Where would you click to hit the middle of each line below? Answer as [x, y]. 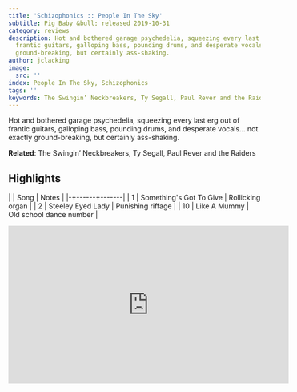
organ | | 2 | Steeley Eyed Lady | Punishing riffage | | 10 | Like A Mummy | [129, 206]
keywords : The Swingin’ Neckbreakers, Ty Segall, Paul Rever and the [127, 98]
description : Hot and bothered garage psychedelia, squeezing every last [134, 38]
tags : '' [23, 90]
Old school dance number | [53, 215]
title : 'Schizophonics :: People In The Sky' [85, 16]
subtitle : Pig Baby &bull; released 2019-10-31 [89, 23]
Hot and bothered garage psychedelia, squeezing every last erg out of [124, 120]
